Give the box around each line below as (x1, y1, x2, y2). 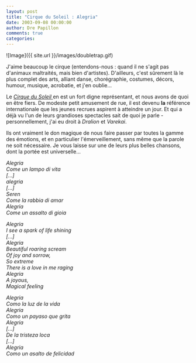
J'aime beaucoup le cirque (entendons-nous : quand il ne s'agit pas (6, 63, 169, 70)
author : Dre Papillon (6, 25, 59, 31)
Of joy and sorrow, (6, 252, 51, 258)
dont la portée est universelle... (6, 148, 81, 155)
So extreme (6, 258, 34, 265)
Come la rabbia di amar (6, 197, 64, 204)
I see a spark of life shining (6, 227, 72, 234)
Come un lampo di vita (6, 166, 61, 173)
